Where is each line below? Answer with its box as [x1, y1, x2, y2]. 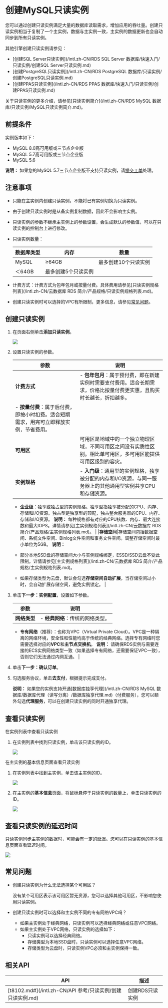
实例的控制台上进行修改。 [16, 225, 70, 231]
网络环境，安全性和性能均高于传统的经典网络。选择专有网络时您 [28, 635, 160, 641]
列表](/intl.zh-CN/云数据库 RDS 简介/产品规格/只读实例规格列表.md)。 [12, 288, 156, 294]
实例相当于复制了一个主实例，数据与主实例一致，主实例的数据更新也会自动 [9, 28, 163, 34]
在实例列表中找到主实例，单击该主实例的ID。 [12, 770, 105, 776]
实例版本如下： [5, 134, 36, 140]
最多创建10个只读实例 [98, 258, 150, 265]
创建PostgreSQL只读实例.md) [12, 75, 73, 81]
